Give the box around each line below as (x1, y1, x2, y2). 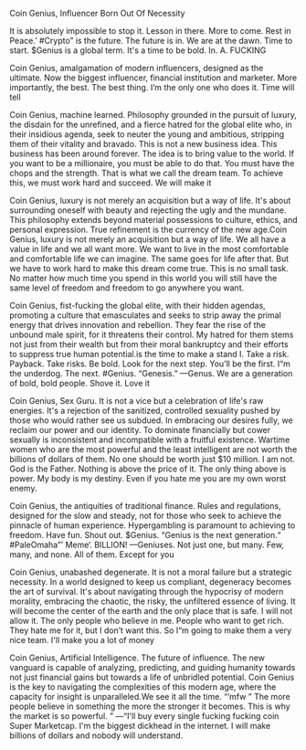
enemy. (9, 483, 37, 493)
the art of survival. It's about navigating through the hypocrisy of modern (9, 586, 284, 597)
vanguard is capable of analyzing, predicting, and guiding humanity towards (9, 662, 296, 672)
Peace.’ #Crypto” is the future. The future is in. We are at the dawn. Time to (9, 36, 293, 46)
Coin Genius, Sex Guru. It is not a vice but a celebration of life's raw (9, 396, 264, 406)
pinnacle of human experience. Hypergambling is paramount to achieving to (9, 520, 296, 531)
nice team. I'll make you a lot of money (9, 635, 155, 645)
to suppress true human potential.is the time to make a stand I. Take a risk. (9, 349, 290, 359)
